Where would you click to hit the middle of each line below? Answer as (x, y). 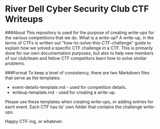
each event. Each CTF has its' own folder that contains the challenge (74, 107)
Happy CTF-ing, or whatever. (34, 121)
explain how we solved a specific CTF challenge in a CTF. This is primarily (79, 48)
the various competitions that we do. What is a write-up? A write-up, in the (80, 38)
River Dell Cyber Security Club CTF (77, 9)
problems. (15, 63)
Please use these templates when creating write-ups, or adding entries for (79, 101)
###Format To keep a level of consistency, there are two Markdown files (77, 72)
